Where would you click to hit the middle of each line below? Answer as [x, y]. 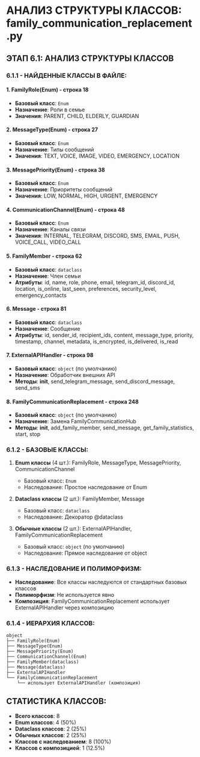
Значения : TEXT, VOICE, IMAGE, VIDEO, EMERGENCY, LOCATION [97, 156]
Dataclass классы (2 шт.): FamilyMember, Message [80, 499]
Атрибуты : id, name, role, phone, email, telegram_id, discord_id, [95, 282]
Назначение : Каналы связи [50, 229]
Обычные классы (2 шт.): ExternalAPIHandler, [73, 529]
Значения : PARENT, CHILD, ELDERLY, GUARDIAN [77, 116]
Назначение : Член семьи [48, 276]
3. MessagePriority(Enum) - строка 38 [56, 170]
